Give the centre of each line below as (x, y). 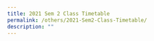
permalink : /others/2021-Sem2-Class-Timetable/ (77, 20)
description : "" (31, 26)
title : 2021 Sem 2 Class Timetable (59, 14)
